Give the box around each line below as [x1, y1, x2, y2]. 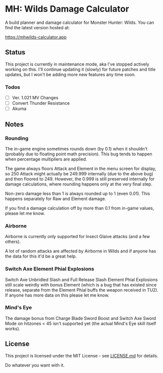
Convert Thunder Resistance [12, 100, 70, 106]
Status [5, 48, 26, 56]
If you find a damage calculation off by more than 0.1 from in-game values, [5, 205, 154, 211]
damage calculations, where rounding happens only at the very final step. [5, 181, 152, 187]
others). [5, 239, 21, 244]
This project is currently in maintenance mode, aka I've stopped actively [5, 61, 149, 67]
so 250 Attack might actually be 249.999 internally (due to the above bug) [5, 170, 153, 176]
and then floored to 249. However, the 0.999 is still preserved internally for [5, 176, 155, 182]
